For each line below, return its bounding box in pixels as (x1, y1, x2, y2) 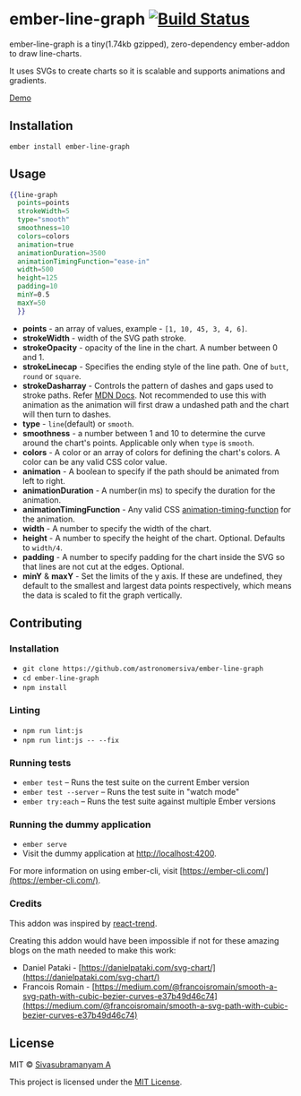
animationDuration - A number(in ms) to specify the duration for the (21, 485, 276, 496)
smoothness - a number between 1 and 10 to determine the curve (21, 427, 266, 438)
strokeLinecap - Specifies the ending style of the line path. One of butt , (21, 361, 289, 372)
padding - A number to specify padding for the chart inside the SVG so (21, 551, 285, 562)
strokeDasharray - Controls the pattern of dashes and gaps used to (21, 380, 274, 391)
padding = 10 (17, 282, 58, 291)
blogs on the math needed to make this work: (9, 945, 176, 955)
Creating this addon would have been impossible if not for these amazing (9, 935, 279, 945)
